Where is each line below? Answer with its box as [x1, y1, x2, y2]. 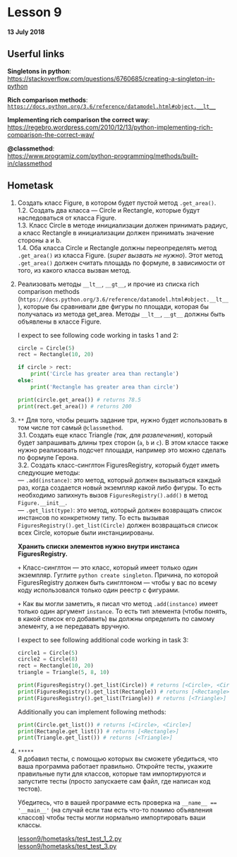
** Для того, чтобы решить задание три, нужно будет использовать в [17, 415, 228, 424]
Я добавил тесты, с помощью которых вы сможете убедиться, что [17, 755, 219, 763]
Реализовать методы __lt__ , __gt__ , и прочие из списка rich [17, 280, 200, 288]
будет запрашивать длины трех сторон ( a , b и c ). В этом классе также [17, 438, 229, 447]
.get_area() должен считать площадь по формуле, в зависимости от [17, 259, 226, 267]
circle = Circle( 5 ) [17, 344, 75, 352]
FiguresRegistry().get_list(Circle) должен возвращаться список [17, 521, 219, 529]
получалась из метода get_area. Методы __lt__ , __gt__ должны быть [17, 309, 226, 318]
